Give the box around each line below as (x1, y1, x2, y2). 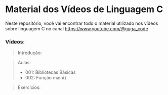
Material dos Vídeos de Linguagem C (5, 4, 163, 15)
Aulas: (17, 60, 31, 66)
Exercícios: (17, 84, 41, 90)
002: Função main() (25, 75, 67, 81)
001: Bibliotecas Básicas (25, 69, 76, 75)
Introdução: (17, 50, 42, 56)
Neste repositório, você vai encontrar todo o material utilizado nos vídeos (5, 20, 158, 26)
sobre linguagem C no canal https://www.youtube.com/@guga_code (5, 25, 148, 31)
